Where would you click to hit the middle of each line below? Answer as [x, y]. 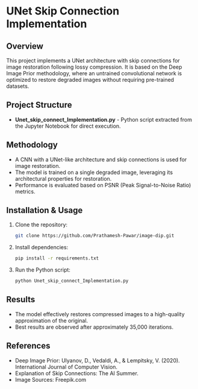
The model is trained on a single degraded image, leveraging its [94, 172]
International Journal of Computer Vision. [66, 367]
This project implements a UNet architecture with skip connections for [93, 61]
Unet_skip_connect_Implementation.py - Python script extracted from [104, 119]
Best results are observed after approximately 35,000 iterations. [94, 327]
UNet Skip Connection [63, 11]
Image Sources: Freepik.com [51, 379]
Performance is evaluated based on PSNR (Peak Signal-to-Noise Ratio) [103, 185]
